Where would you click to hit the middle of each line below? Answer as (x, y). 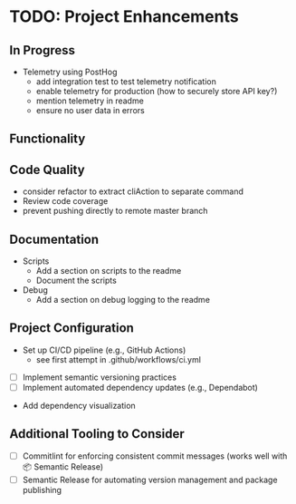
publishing (42, 489)
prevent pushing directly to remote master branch (115, 211)
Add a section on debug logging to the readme (123, 300)
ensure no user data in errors (90, 110)
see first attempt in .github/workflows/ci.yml (119, 359)
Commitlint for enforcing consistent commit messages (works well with (155, 456)
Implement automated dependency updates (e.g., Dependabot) (140, 387)
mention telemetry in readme (90, 101)
